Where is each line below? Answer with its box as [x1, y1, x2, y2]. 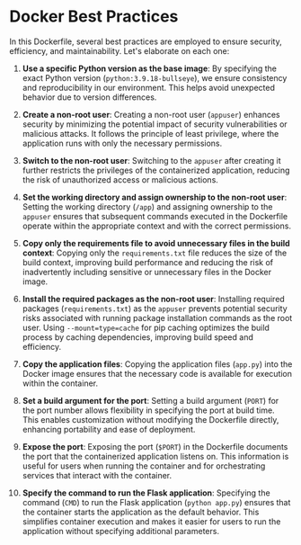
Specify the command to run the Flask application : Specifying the [22, 487, 271, 498]
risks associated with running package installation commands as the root [22, 312, 293, 323]
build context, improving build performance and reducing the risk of [22, 256, 274, 267]
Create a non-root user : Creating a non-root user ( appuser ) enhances [22, 109, 280, 120]
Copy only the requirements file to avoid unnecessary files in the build [22, 237, 290, 248]
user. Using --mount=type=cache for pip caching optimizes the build [22, 322, 270, 333]
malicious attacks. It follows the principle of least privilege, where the [22, 128, 279, 138]
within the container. [22, 378, 99, 389]
